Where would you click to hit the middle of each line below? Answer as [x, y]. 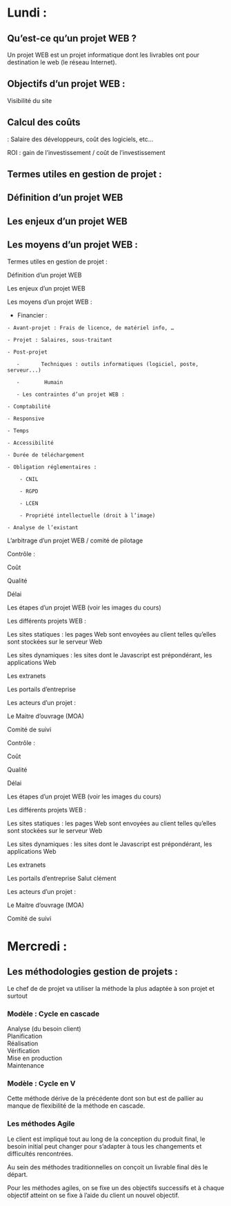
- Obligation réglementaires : [52, 467]
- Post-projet [28, 352]
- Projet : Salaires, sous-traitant [60, 340]
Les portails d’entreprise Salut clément [62, 878]
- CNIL [29, 479]
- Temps [18, 430]
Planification [25, 1036]
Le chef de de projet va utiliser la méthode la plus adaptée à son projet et [111, 988]
